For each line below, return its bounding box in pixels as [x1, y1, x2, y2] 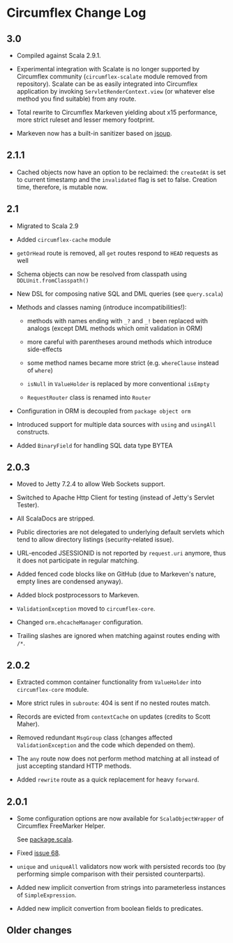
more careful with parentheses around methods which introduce [27, 337, 212, 346]
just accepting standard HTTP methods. [16, 762, 132, 770]
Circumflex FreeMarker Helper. [16, 822, 106, 830]
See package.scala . [16, 835, 74, 844]
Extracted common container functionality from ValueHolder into [16, 678, 202, 686]
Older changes [6, 925, 73, 937]
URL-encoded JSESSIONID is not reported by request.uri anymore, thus [16, 549, 226, 558]
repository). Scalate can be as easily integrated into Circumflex [16, 80, 198, 88]
